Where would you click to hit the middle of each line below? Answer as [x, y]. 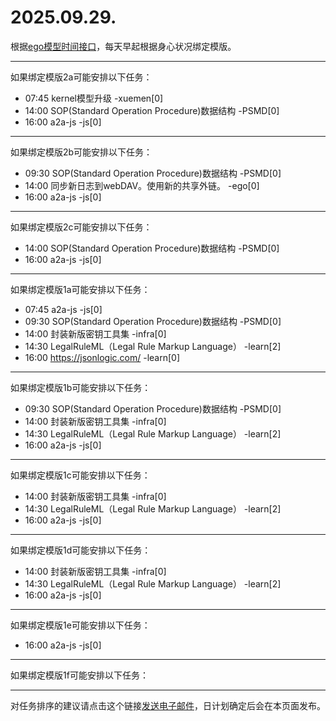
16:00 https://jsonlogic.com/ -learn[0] [102, 357]
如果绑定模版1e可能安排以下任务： [80, 625]
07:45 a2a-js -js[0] [63, 309]
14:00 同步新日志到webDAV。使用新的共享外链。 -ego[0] [142, 185]
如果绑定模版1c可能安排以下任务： [80, 475]
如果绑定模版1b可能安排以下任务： [81, 387]
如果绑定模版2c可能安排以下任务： [81, 227]
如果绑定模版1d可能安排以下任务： [81, 550]
